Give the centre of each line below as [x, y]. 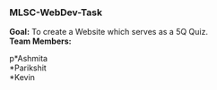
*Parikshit [28, 68]
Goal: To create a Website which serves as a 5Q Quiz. [109, 32]
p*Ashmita [28, 59]
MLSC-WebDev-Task [56, 12]
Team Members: [40, 41]
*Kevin [22, 78]
